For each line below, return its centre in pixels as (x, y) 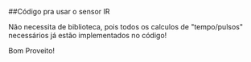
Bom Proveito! (31, 50)
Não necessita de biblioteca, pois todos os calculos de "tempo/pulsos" (126, 27)
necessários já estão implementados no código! (88, 35)
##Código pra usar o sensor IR (59, 12)
